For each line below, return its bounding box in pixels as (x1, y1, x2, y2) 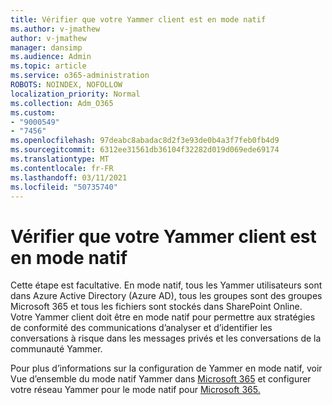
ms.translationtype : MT (10, 154, 110, 164)
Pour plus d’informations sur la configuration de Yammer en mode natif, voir (10, 362, 323, 375)
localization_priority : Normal (10, 89, 141, 99)
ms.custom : (10, 107, 56, 118)
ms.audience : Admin (10, 52, 92, 62)
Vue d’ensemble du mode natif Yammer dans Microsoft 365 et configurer (10, 373, 312, 385)
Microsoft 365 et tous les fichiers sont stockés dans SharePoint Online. (10, 301, 303, 313)
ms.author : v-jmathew (10, 24, 101, 34)
